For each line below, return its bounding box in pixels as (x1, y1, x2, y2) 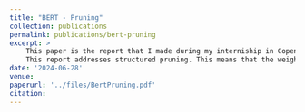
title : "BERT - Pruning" (9, 13, 103, 23)
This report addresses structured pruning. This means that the (25, 55, 274, 64)
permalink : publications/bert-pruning (9, 30, 156, 39)
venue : (9, 72, 34, 81)
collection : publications (9, 22, 107, 31)
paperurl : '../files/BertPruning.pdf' (9, 80, 156, 89)
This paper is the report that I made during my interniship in (25, 47, 274, 56)
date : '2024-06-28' (9, 64, 84, 73)
